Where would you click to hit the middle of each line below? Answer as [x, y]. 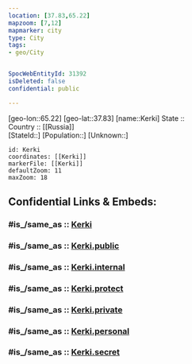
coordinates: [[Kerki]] [48, 157]
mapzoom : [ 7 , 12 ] [35, 23]
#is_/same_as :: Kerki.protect [66, 288]
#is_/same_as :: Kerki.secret [64, 352]
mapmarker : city [35, 30]
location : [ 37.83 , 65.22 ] [49, 15]
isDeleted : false [37, 81]
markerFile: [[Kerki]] [46, 164]
